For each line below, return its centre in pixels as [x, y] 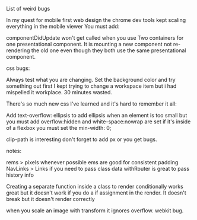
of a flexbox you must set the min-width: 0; [59, 128]
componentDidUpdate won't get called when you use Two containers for [95, 38]
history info [20, 175]
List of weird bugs [28, 9]
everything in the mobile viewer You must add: [63, 26]
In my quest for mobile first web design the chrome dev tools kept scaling [96, 20]
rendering [18, 50]
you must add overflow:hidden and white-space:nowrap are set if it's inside [99, 122]
